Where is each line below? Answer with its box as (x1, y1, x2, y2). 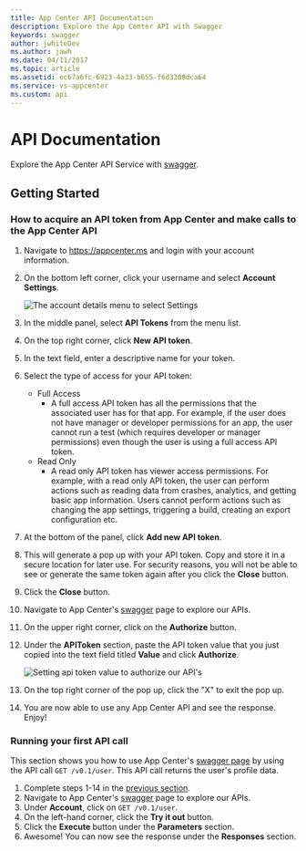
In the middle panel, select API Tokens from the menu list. (23, 317, 241, 328)
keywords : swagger (10, 30, 80, 39)
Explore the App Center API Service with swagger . (10, 159, 199, 170)
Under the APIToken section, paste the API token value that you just (23, 639, 280, 650)
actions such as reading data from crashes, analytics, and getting (50, 485, 297, 496)
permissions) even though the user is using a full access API (50, 437, 278, 448)
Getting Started (10, 185, 100, 201)
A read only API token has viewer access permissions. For (50, 466, 269, 477)
